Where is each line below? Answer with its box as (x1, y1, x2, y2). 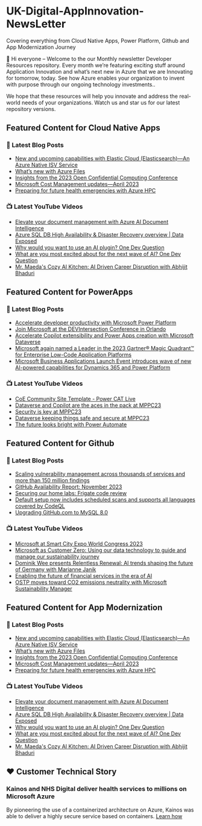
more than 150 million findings (14, 476, 90, 484)
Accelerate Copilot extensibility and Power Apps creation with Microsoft (14, 331, 194, 339)
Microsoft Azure (6, 792, 55, 801)
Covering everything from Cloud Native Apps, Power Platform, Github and (6, 37, 189, 44)
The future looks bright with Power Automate (14, 421, 127, 428)
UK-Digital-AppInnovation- (6, 4, 144, 18)
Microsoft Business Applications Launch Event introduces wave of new (14, 357, 192, 365)
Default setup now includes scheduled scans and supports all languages (14, 496, 196, 503)
